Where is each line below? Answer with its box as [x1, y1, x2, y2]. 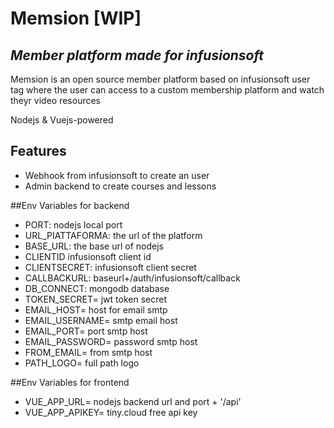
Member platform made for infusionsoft [10, 47, 264, 64]
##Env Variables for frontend [10, 376, 130, 388]
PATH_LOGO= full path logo [24, 357, 140, 369]
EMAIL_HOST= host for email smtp [24, 303, 168, 316]
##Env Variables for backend [10, 199, 130, 211]
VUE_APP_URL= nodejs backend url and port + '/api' [24, 395, 242, 407]
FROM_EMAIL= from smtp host [24, 346, 153, 358]
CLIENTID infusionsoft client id [24, 250, 152, 262]
